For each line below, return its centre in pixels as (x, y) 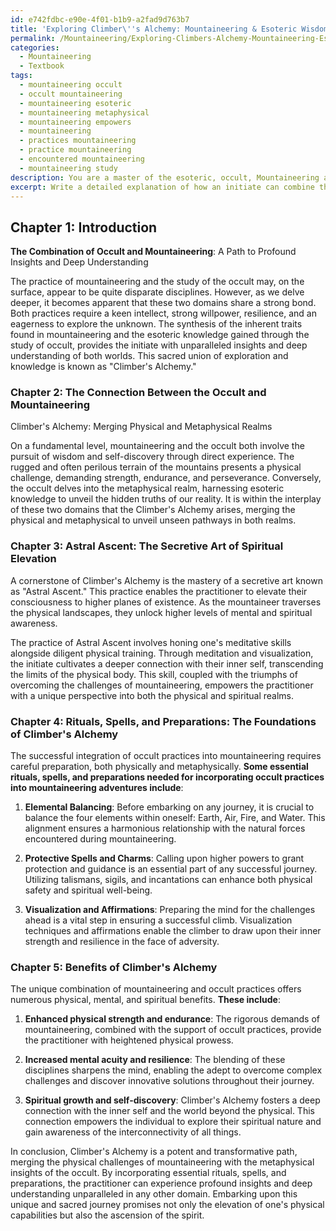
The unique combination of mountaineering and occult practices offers (156, 989)
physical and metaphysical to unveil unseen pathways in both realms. (153, 520)
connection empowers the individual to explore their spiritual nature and (173, 1122)
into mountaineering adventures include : (97, 788)
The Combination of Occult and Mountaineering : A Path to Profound (153, 252)
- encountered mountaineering (82, 159)
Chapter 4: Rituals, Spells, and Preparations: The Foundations (163, 721)
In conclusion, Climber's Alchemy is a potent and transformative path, (154, 1152)
